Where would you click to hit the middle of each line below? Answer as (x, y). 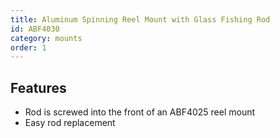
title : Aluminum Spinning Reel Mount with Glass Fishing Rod (140, 19)
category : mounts (46, 38)
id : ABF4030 (35, 29)
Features (38, 87)
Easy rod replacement (70, 123)
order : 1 (28, 47)
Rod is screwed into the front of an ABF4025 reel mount (140, 112)
